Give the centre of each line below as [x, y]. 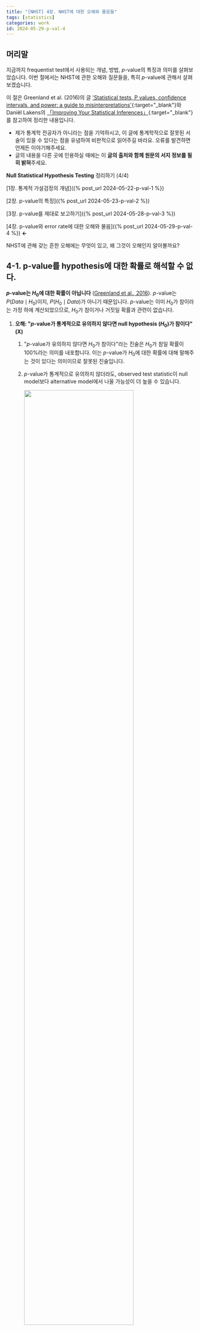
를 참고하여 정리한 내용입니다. [41, 120]
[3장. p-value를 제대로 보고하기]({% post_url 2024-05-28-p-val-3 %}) [91, 214]
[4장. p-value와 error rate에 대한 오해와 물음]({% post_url [75, 227]
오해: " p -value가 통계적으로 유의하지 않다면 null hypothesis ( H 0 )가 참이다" [104, 325]
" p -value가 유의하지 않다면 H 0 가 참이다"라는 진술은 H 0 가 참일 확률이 [104, 345]
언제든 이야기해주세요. [41, 148]
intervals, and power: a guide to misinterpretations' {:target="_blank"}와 [94, 105]
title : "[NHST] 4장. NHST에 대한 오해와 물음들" [62, 12]
